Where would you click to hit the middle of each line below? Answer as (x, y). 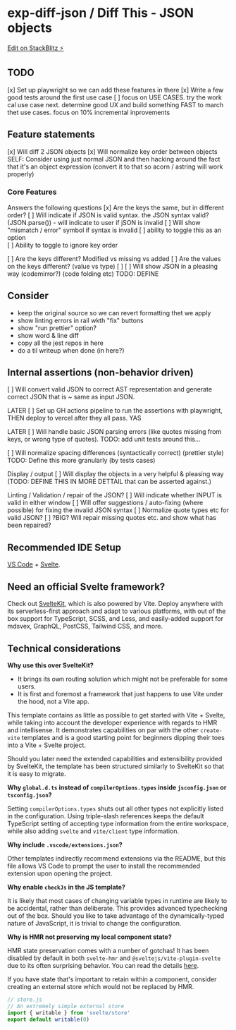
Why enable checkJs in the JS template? (66, 887)
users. (27, 686)
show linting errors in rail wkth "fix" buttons (81, 320)
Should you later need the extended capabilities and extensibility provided (115, 758)
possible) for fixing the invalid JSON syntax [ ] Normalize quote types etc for (118, 510)
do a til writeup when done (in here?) (71, 350)
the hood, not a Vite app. (53, 701)
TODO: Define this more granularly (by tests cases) (81, 461)
